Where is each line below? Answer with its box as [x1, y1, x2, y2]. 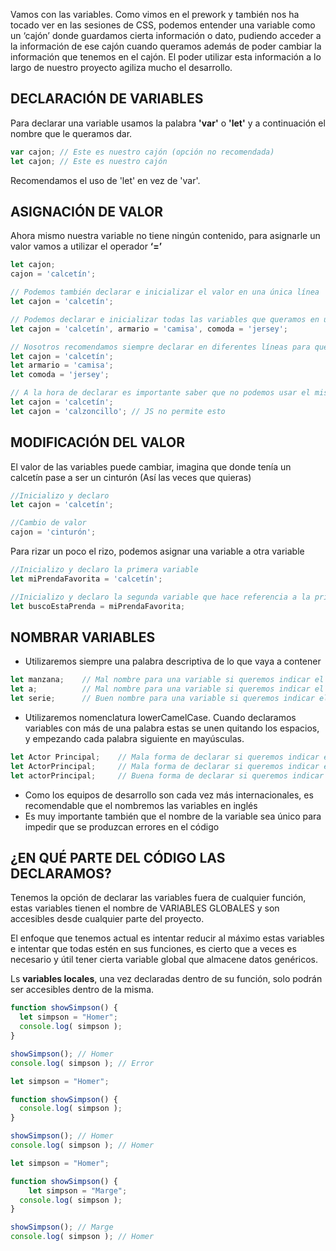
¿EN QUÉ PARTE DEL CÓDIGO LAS [10, 850, 226, 867]
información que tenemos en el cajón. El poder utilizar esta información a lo [10, 51, 322, 63]
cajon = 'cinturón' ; [10, 527, 97, 538]
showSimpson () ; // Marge [10, 1222, 114, 1233]
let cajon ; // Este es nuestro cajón [10, 156, 168, 166]
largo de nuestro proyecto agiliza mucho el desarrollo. [10, 62, 233, 73]
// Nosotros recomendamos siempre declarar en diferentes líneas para [10, 342, 311, 352]
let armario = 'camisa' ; [10, 360, 114, 371]
